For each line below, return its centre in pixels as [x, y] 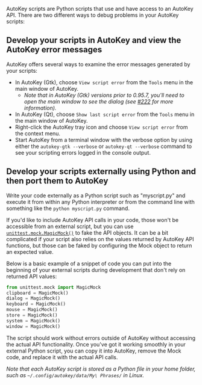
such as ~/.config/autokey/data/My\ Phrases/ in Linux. [75, 375]
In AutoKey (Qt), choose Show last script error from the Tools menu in [105, 114]
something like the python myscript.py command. [68, 208]
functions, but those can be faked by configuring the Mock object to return [99, 245]
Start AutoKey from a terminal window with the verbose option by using [104, 140]
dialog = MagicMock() [33, 298]
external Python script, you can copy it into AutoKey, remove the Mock [94, 351]
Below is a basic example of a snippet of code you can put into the [89, 263]
